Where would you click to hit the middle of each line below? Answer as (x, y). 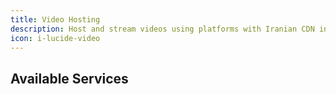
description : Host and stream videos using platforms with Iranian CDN (162, 29)
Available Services (69, 78)
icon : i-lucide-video (55, 38)
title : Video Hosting (55, 19)
